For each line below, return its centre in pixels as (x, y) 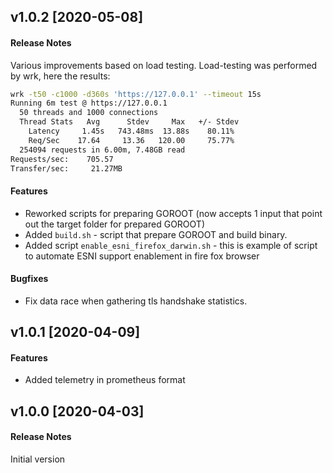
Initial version (38, 459)
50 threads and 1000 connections (89, 113)
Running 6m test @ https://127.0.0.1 (89, 103)
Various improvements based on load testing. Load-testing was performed (164, 65)
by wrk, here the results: (60, 76)
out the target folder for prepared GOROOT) (114, 224)
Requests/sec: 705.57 (62, 159)
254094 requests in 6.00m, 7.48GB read (102, 150)
